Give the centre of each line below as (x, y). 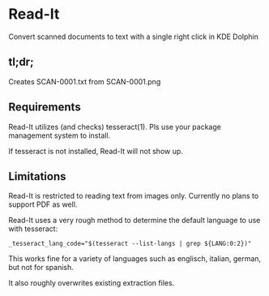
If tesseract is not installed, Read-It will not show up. (96, 151)
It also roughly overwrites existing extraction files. (92, 283)
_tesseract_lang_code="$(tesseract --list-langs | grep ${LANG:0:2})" (130, 244)
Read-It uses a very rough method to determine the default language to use (134, 221)
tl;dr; (21, 62)
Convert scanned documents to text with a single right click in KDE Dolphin (134, 36)
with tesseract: (33, 229)
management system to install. (60, 135)
